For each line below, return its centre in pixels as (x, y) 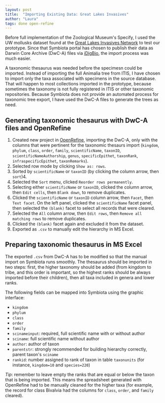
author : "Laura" (22, 19)
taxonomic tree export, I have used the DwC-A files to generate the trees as (82, 100)
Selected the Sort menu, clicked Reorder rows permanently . (72, 182)
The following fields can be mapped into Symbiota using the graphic (74, 292)
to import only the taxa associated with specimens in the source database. (81, 79)
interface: (15, 297)
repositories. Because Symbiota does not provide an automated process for (82, 94)
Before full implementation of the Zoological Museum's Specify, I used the (80, 38)
